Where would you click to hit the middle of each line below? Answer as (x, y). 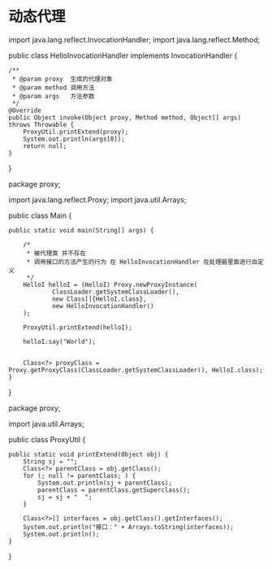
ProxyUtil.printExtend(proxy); (76, 132)
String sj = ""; (51, 461)
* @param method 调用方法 (53, 87)
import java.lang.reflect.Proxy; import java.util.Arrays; (97, 199)
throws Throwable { (41, 124)
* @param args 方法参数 (53, 96)
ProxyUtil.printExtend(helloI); (78, 327)
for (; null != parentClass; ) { (80, 476)
